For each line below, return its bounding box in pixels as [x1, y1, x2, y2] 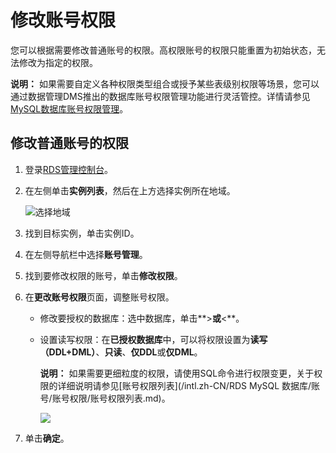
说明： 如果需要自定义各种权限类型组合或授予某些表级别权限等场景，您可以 [10, 77, 320, 90]
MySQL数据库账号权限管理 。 [10, 102, 129, 115]
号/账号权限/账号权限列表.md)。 [39, 392, 171, 404]
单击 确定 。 [24, 432, 70, 444]
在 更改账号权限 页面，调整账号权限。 [24, 291, 175, 303]
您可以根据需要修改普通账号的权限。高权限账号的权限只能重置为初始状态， [10, 44, 317, 56]
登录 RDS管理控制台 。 [24, 163, 113, 175]
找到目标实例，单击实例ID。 [24, 227, 140, 239]
